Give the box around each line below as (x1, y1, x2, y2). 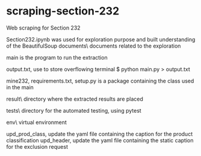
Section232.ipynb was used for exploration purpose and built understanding (6, 36, 196, 43)
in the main (6, 83, 34, 91)
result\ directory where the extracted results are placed (6, 95, 143, 102)
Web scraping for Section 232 (6, 24, 81, 31)
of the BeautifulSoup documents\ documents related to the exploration (6, 42, 181, 49)
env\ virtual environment (6, 119, 67, 126)
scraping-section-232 (6, 4, 120, 18)
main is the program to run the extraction (6, 54, 108, 61)
